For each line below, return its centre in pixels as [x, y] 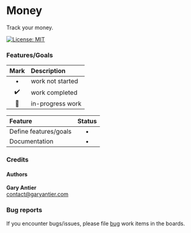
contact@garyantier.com [38, 194]
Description [48, 71]
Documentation [31, 142]
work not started [54, 81]
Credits [17, 160]
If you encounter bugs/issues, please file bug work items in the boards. [96, 223]
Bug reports [24, 210]
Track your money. [30, 27]
